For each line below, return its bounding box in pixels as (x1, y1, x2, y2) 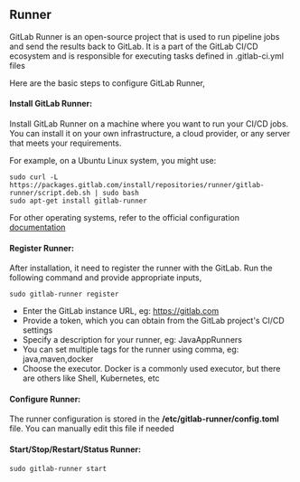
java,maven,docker (22, 354, 94, 364)
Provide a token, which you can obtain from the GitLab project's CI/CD (22, 316, 285, 326)
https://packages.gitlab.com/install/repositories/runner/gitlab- (9, 181, 265, 190)
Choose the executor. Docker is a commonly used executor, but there (22, 364, 281, 374)
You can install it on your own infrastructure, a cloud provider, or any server (9, 128, 291, 139)
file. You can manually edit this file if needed (9, 423, 174, 434)
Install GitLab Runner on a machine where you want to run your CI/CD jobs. (9, 118, 289, 129)
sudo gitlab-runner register (9, 289, 119, 299)
